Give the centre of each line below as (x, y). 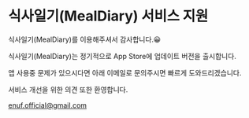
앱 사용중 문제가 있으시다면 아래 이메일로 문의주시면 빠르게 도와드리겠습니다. (125, 72)
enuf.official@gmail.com (48, 105)
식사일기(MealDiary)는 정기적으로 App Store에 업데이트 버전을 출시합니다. (122, 56)
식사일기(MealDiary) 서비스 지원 (108, 16)
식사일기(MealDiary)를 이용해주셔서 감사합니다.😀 (85, 39)
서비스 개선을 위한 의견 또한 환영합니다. (68, 89)
